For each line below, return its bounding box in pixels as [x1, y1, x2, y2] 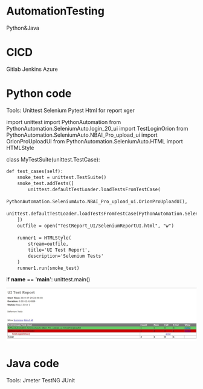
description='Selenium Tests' [28, 253, 104, 259]
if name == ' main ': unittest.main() [6, 275, 91, 283]
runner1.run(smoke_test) [17, 265, 80, 271]
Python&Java [6, 24, 39, 31]
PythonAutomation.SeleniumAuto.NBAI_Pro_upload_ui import [6, 131, 158, 139]
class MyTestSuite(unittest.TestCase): [6, 155, 100, 163]
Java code [6, 357, 59, 370]
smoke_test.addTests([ [17, 180, 74, 186]
